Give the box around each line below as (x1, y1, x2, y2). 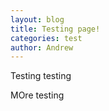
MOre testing (10, 89, 65, 101)
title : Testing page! (10, 24, 101, 34)
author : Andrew (10, 42, 74, 53)
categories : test (10, 33, 83, 43)
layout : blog (10, 14, 65, 25)
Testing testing (10, 70, 72, 82)
